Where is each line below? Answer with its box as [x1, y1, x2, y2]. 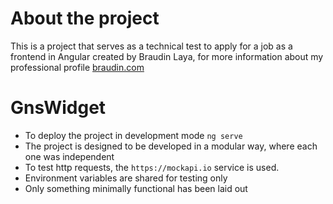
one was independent [24, 150, 115, 162]
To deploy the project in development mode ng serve [24, 129, 243, 141]
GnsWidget [10, 97, 107, 119]
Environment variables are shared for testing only [24, 172, 228, 184]
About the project [10, 7, 160, 30]
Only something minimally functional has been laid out [24, 182, 248, 194]
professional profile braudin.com [10, 61, 145, 73]
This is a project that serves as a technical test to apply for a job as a [10, 40, 293, 52]
